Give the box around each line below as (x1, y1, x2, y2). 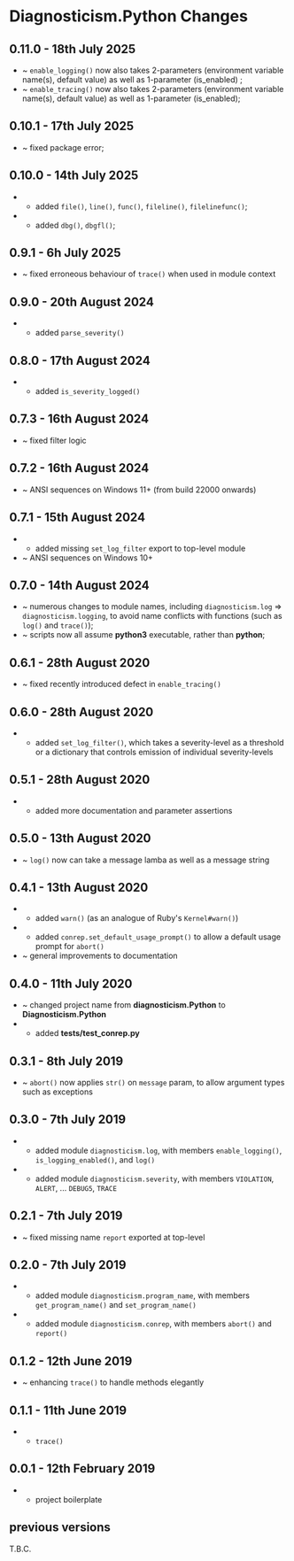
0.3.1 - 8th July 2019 (9, 1054, 124, 1069)
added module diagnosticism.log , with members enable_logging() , (35, 1145, 282, 1155)
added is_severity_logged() (35, 386, 141, 397)
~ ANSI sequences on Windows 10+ (21, 552, 153, 563)
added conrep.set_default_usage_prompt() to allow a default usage (35, 931, 282, 942)
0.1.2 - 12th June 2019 (9, 1353, 133, 1369)
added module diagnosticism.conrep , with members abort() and (35, 1318, 272, 1329)
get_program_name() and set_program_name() (35, 1300, 197, 1310)
